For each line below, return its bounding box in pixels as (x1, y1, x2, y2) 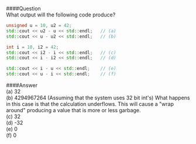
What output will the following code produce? (6, 11, 116, 18)
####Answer (6, 82, 38, 89)
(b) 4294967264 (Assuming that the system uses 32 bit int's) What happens (6, 94, 190, 101)
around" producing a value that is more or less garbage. (6, 107, 142, 113)
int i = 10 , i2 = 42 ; (6, 44, 59, 50)
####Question (6, 5, 41, 12)
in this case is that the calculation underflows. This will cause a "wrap (6, 101, 174, 108)
